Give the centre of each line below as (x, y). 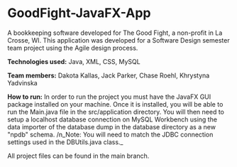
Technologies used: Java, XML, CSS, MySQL (74, 61)
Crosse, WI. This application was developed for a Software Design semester (118, 40)
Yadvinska (22, 82)
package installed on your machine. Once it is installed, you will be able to (115, 104)
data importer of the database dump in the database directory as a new (112, 126)
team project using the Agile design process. (73, 48)
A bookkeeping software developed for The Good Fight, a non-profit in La (115, 33)
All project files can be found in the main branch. (78, 156)
